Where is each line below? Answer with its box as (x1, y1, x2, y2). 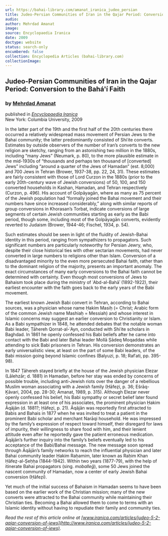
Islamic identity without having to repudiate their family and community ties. (5, 504, 161, 510)
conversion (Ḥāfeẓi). (5, 473, 47, 480)
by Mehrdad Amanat (5, 99, 56, 106)
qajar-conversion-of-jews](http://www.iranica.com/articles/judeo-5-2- (5, 519, 151, 525)
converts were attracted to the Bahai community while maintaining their (5, 494, 152, 500)
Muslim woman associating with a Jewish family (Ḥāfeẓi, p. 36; (5, 383, 135, 389)
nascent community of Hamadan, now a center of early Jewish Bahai (5, 468, 147, 474)
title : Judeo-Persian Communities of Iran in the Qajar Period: (5, 12, 142, 17)
